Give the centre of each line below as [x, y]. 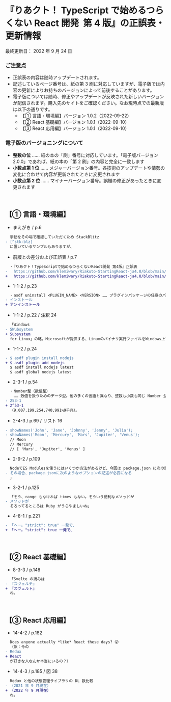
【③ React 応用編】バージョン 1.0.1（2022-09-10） [75, 128]
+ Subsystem [18, 334]
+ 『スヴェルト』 [21, 588]
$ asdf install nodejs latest [42, 367]
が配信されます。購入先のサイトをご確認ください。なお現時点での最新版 [88, 103]
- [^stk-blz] [19, 242]
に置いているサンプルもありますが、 [42, 247]
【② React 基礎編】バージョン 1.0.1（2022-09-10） [75, 122]
